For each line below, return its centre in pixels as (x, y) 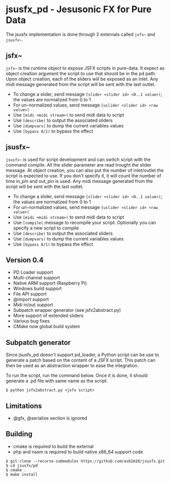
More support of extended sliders (48, 316)
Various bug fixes (31, 321)
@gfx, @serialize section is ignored (50, 418)
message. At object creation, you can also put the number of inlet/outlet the (85, 170)
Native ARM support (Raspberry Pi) (50, 283)
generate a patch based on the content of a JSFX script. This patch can (81, 360)
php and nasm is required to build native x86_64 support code (78, 451)
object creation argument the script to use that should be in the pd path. (81, 73)
